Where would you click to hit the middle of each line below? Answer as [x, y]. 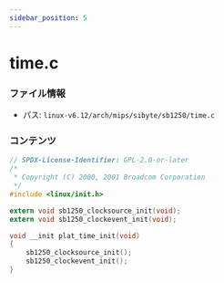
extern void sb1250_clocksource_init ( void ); [95, 211]
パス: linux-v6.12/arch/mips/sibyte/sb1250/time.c [119, 115]
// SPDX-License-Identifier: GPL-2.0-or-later [99, 161]
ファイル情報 [38, 93]
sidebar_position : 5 [49, 18]
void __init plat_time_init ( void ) [75, 236]
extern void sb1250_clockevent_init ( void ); [93, 219]
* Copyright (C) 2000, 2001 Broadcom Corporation [109, 178]
